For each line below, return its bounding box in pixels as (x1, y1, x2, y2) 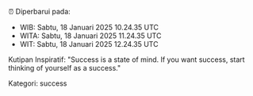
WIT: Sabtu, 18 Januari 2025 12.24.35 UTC (19, 40, 159, 48)
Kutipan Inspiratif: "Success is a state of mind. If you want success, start (8, 55, 245, 64)
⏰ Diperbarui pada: (8, 7, 71, 16)
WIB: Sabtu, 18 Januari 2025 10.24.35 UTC (19, 23, 159, 32)
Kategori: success (8, 79, 67, 88)
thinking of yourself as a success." (8, 63, 121, 72)
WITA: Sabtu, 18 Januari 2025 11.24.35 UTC (19, 31, 162, 40)
